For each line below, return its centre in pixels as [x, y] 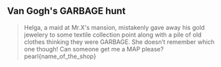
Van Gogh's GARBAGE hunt [66, 11]
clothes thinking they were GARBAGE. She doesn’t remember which [119, 42]
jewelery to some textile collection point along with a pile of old [113, 35]
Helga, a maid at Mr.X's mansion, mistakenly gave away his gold [114, 27]
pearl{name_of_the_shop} [60, 56]
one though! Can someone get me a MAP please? [94, 49]
